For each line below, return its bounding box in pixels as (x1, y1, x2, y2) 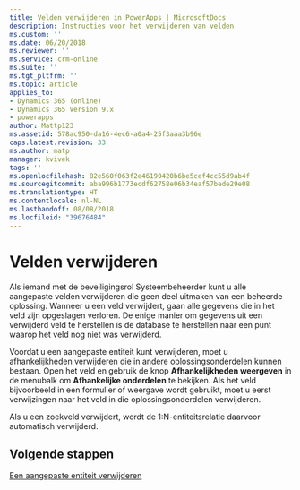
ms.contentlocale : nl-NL (9, 196, 102, 206)
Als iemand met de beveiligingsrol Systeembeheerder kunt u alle (9, 281, 247, 292)
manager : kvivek (9, 154, 70, 164)
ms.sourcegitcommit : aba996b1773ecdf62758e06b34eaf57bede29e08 (9, 180, 251, 189)
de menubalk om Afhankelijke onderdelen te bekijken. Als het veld (9, 374, 257, 385)
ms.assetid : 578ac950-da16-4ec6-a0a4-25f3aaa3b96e (9, 130, 202, 139)
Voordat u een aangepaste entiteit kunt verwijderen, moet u (9, 346, 228, 357)
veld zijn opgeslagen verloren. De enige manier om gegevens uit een (9, 310, 262, 321)
